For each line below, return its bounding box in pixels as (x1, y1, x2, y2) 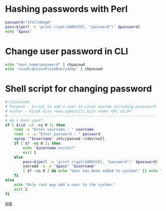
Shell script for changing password (5, 83, 152, 94)
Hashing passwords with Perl (5, 3, 128, 15)
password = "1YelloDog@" (5, 20, 52, 25)
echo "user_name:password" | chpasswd (5, 62, 85, 67)
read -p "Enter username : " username (14, 127, 94, 132)
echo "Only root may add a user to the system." (14, 182, 116, 187)
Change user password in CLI (5, 45, 128, 57)
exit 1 (23, 150, 37, 155)
